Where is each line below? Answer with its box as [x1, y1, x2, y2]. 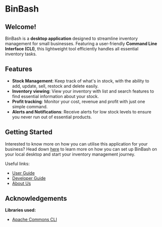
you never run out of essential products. [12, 114, 92, 120]
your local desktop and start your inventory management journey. [5, 151, 135, 157]
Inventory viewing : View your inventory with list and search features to [12, 88, 154, 94]
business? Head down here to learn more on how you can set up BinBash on [5, 146, 157, 152]
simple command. [12, 103, 48, 110]
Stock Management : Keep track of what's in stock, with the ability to [12, 78, 149, 83]
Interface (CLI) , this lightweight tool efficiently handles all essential [5, 46, 139, 51]
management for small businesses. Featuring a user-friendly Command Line [5, 41, 157, 47]
